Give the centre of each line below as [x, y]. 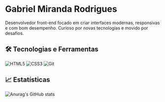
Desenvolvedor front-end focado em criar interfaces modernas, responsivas [82, 23]
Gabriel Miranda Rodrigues [61, 9]
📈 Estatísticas [28, 80]
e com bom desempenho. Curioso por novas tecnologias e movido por [77, 28]
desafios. [15, 33]
